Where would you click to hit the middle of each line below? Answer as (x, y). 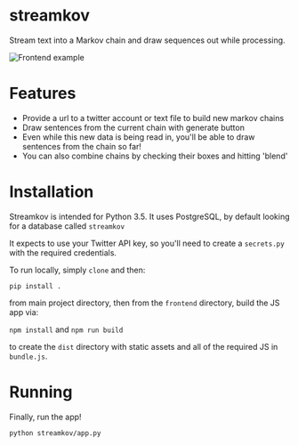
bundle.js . (28, 356)
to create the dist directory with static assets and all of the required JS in (144, 346)
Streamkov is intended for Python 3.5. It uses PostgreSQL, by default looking (149, 216)
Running (41, 392)
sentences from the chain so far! (82, 146)
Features (43, 93)
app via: (24, 312)
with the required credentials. (63, 252)
